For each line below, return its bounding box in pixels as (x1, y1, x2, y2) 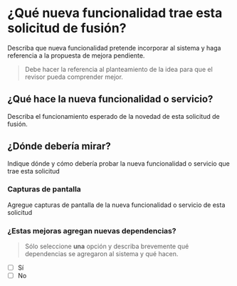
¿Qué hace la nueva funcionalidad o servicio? (7, 93, 214, 105)
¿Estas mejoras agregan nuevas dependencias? (7, 226, 177, 235)
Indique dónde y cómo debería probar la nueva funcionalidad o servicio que (7, 159, 230, 168)
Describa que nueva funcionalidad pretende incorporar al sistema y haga (7, 43, 221, 52)
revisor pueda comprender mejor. (24, 73, 123, 81)
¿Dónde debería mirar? (7, 140, 112, 152)
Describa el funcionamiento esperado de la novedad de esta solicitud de (7, 112, 220, 120)
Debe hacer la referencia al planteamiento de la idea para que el (24, 65, 214, 73)
